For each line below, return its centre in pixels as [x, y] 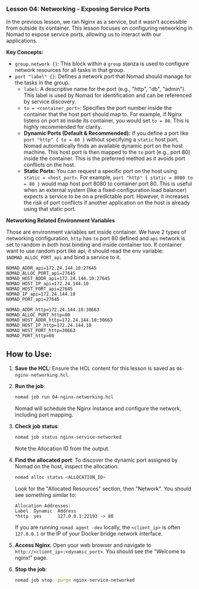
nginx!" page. [31, 557]
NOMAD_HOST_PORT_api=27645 [40, 289]
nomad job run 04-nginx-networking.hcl [64, 397]
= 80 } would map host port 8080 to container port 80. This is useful [108, 184]
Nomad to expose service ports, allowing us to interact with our [84, 34]
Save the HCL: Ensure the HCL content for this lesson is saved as [95, 368]
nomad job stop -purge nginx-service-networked [75, 580]
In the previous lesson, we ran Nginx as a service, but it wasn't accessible [97, 22]
